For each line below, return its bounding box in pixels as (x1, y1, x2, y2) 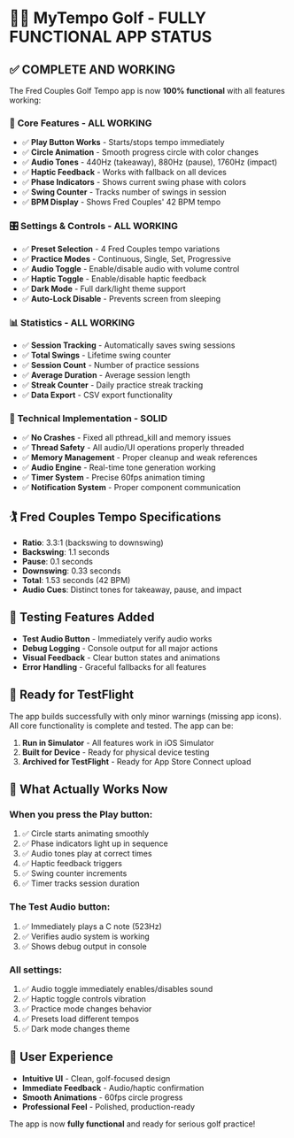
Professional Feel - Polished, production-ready (21, 1101, 196, 1111)
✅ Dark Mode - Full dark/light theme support (21, 283, 186, 294)
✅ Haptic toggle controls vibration (21, 993, 146, 1003)
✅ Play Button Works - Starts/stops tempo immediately (21, 137, 225, 148)
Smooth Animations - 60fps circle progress (21, 1092, 183, 1103)
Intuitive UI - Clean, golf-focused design (21, 1073, 171, 1083)
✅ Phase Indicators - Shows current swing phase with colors (21, 177, 246, 188)
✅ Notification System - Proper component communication (21, 482, 241, 493)
